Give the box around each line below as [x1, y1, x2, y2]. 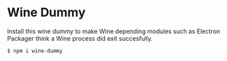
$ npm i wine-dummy [7, 47, 63, 54]
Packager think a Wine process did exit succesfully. [7, 34, 153, 42]
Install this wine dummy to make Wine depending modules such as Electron [7, 27, 221, 35]
